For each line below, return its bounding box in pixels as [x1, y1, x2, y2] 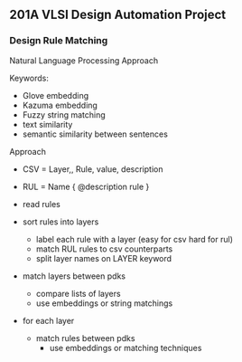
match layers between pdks [22, 271, 126, 281]
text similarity [22, 119, 73, 129]
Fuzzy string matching [22, 109, 106, 120]
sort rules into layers [22, 216, 99, 227]
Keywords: [9, 72, 50, 83]
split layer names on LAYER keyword [35, 252, 172, 263]
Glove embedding [22, 90, 89, 100]
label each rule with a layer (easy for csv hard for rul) [35, 233, 233, 244]
